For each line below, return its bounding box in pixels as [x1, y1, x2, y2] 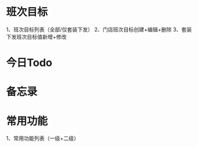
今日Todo [6, 56, 53, 69]
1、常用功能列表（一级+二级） [6, 135, 79, 142]
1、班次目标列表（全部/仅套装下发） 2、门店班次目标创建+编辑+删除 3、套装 [6, 26, 192, 33]
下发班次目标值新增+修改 [6, 33, 67, 40]
